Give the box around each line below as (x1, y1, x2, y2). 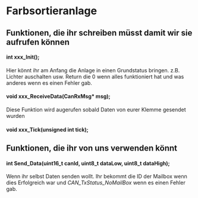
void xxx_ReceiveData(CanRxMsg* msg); (6, 93, 111, 100)
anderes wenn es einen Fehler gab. (6, 79, 92, 87)
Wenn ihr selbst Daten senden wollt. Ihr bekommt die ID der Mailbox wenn (6, 173, 187, 180)
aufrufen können (6, 37, 70, 47)
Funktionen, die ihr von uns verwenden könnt (6, 143, 177, 153)
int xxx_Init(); (6, 53, 40, 60)
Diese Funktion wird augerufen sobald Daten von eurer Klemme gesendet (6, 106, 186, 113)
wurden (6, 112, 25, 119)
